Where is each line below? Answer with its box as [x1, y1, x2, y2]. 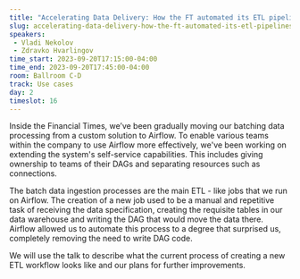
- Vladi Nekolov [12, 38, 74, 47]
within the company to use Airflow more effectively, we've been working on [9, 139, 287, 150]
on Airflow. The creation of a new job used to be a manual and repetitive [9, 195, 275, 206]
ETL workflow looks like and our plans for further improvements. [9, 260, 246, 271]
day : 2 [9, 88, 34, 97]
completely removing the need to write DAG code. [9, 233, 194, 244]
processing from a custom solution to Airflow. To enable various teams [9, 131, 270, 141]
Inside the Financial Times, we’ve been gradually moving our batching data [9, 121, 285, 131]
